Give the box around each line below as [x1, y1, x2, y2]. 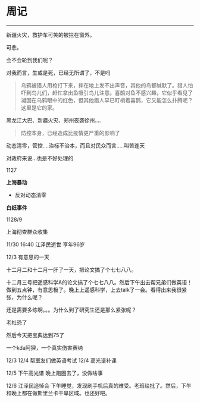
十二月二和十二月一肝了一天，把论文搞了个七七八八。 [6, 266, 137, 273]
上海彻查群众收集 [6, 228, 48, 235]
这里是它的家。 [20, 104, 58, 111]
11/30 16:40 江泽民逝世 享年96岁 [6, 241, 85, 248]
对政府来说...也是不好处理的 [6, 155, 74, 162]
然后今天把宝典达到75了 [6, 331, 65, 338]
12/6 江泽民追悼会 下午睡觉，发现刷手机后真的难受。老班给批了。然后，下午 [6, 382, 192, 389]
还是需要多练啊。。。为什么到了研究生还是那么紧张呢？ [6, 306, 137, 313]
